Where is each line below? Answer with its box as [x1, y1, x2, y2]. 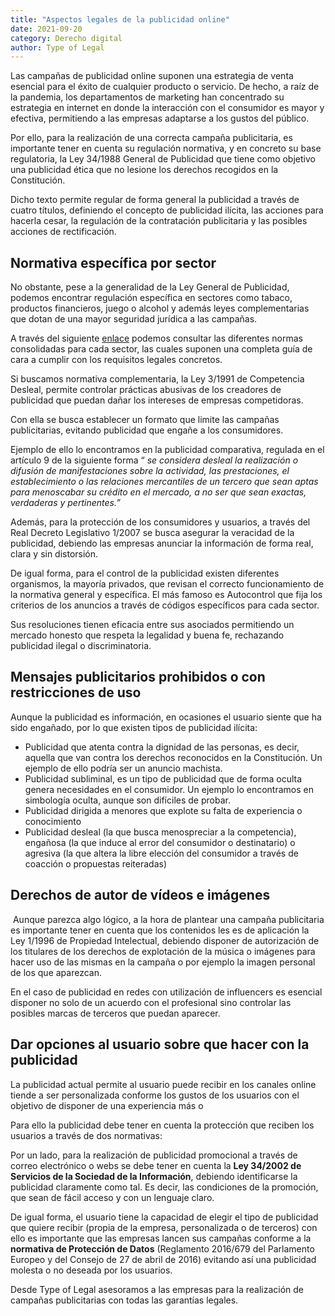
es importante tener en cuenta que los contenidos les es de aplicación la [10, 924, 310, 936]
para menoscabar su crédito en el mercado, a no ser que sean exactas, [10, 486, 307, 498]
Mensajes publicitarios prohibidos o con [10, 669, 266, 686]
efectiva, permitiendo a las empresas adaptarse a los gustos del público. [10, 112, 310, 125]
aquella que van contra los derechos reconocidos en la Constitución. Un [24, 751, 323, 763]
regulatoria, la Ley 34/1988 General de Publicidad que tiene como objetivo [10, 153, 316, 165]
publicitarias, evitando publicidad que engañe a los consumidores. [10, 424, 284, 436]
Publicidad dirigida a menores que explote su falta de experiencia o [24, 804, 303, 816]
